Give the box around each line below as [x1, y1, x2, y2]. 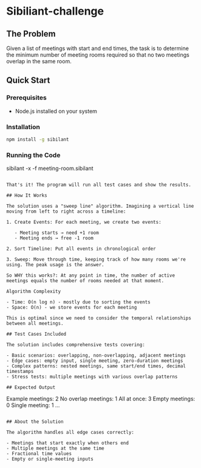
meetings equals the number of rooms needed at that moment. [6, 278, 165, 284]
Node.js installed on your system [15, 107, 97, 115]
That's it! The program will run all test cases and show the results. [6, 182, 191, 188]
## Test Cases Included [6, 331, 67, 338]
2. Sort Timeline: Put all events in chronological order [6, 246, 156, 252]
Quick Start [6, 75, 50, 86]
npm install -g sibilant [6, 136, 69, 143]
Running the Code [6, 151, 61, 159]
